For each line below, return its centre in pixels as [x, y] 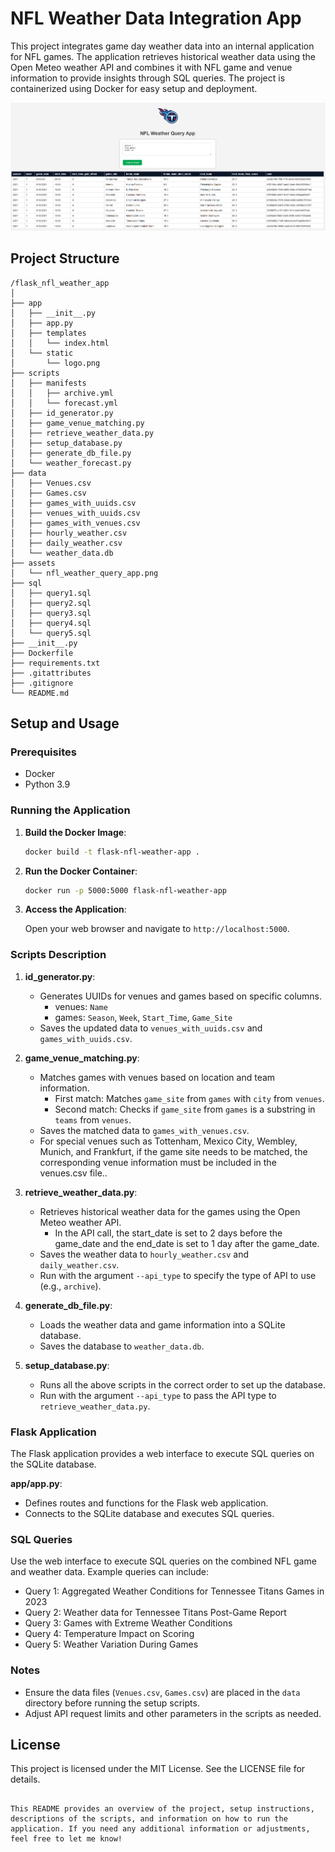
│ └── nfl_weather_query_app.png [84, 573]
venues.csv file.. [73, 1173]
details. [25, 1779]
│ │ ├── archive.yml [62, 393]
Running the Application [70, 810]
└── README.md [40, 693]
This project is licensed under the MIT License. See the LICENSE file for [158, 1769]
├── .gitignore [42, 683]
